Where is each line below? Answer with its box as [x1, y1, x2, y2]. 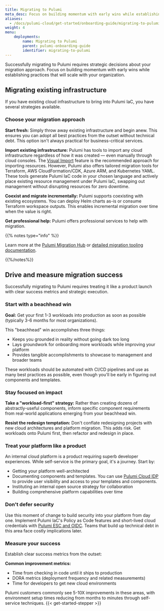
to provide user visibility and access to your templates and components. [12, 479, 157, 485]
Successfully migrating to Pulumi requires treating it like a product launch [5, 284, 152, 289]
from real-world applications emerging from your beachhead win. [5, 410, 137, 416]
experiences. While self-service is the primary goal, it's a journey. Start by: [5, 459, 155, 465]
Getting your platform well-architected [12, 468, 89, 474]
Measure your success [5, 540, 61, 547]
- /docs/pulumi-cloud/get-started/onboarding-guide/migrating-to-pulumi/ [9, 20, 163, 26]
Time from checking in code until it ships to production [12, 570, 123, 576]
